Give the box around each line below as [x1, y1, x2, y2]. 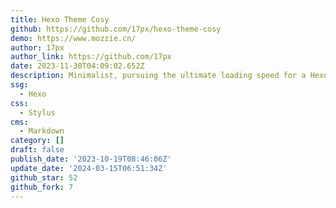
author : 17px [10, 42, 65, 53]
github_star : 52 [10, 172, 78, 183]
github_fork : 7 [10, 182, 74, 192]
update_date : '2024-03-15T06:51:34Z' [10, 163, 168, 173]
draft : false [10, 145, 65, 155]
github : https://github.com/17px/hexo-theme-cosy [10, 24, 222, 34]
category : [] [10, 136, 65, 146]
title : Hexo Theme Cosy [10, 14, 110, 25]
